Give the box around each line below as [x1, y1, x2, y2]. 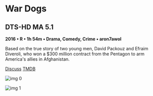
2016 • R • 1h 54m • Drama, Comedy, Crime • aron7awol [5, 36, 122, 42]
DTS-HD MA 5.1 [5, 23, 54, 31]
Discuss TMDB [5, 66, 36, 72]
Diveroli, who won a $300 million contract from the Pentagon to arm [5, 51, 145, 57]
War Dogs [5, 3, 47, 14]
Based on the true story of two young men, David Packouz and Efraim [5, 46, 149, 51]
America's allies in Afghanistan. [5, 56, 70, 62]
